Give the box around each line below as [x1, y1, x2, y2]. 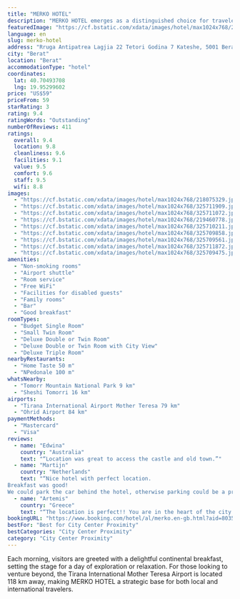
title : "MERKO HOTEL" [7, 10, 72, 18]
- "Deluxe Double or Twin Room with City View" [14, 342, 159, 350]
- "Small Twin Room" [14, 329, 75, 336]
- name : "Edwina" [14, 442, 66, 449]
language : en [7, 30, 46, 38]
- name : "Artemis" [14, 495, 69, 502]
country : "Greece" [20, 501, 75, 509]
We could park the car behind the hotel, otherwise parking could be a [7, 488, 225, 495]
